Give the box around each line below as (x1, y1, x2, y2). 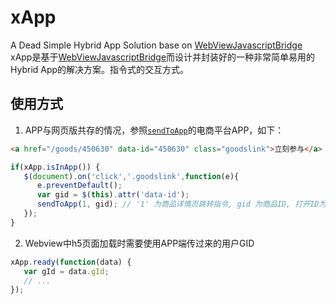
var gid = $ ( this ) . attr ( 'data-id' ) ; (36, 190, 190, 200)
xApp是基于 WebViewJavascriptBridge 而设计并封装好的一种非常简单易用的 (10, 51, 316, 63)
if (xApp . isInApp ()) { (10, 162, 101, 172)
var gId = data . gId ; (23, 266, 110, 276)
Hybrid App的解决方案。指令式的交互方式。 (10, 63, 190, 75)
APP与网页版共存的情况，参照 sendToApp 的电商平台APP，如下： (24, 124, 285, 136)
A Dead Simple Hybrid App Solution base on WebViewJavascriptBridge (10, 39, 303, 51)
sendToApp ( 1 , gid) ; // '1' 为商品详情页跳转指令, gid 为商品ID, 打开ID (36, 199, 320, 210)
